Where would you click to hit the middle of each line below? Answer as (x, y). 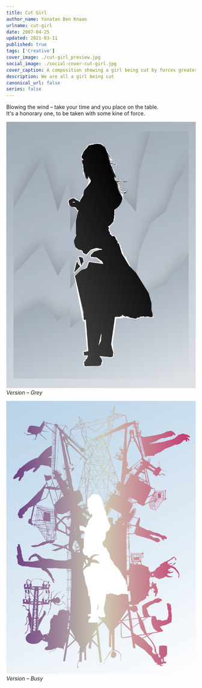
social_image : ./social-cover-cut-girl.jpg (62, 63)
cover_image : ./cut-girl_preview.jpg (54, 57)
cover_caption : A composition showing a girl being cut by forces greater (102, 70)
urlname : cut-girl (29, 25)
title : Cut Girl (26, 13)
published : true (26, 45)
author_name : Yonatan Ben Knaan (47, 19)
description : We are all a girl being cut (60, 76)
